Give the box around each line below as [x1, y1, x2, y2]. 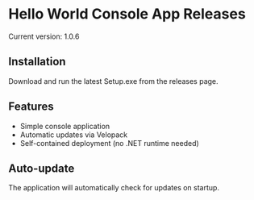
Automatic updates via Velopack [19, 130, 128, 140]
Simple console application [19, 121, 110, 131]
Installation [8, 55, 66, 69]
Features [8, 100, 54, 114]
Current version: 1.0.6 [8, 31, 80, 41]
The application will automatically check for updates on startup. [8, 183, 220, 193]
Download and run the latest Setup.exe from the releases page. [8, 76, 219, 85]
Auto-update [8, 161, 75, 175]
